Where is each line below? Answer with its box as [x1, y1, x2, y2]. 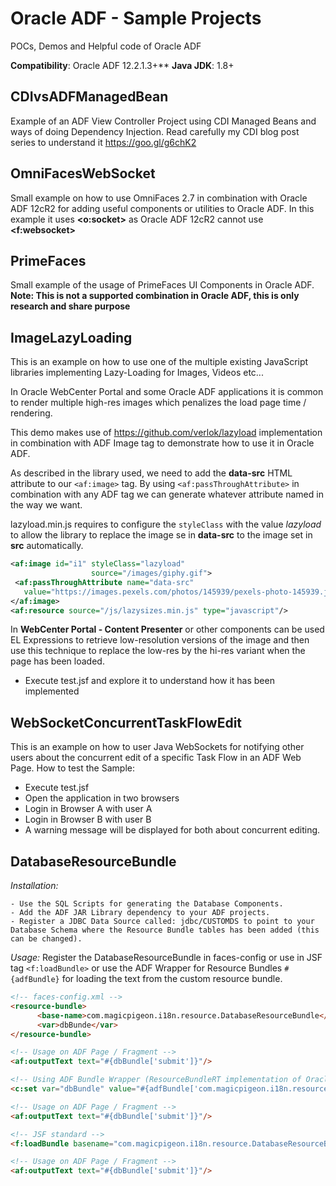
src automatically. [10, 540, 84, 552]
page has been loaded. [10, 655, 105, 667]
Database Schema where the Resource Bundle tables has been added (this [10, 925, 320, 936]
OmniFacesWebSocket [10, 165, 156, 182]
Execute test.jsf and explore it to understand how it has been [24, 675, 275, 687]
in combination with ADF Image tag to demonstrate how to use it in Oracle [10, 437, 315, 449]
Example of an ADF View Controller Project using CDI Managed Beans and [10, 115, 317, 127]
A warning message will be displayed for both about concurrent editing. [24, 824, 321, 836]
